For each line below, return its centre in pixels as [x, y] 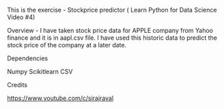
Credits [17, 85]
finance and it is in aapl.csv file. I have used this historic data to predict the [112, 38]
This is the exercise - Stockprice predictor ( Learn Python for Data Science [112, 10]
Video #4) [21, 17]
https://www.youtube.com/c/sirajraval [60, 98]
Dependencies [28, 58]
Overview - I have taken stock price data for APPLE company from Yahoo [110, 31]
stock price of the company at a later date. [67, 45]
